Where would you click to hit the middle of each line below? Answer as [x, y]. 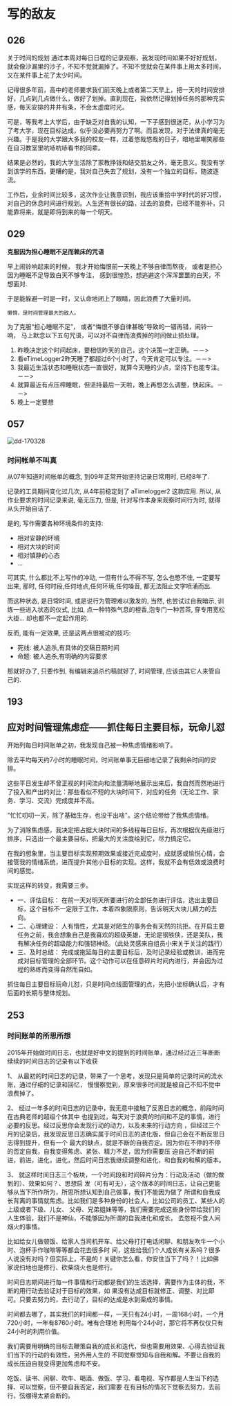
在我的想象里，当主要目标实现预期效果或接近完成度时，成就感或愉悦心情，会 [116, 854]
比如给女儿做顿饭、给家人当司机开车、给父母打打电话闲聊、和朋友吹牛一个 [113, 1241]
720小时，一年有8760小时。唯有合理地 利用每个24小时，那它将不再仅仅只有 [115, 1322]
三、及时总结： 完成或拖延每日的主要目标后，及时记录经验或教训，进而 [118, 952]
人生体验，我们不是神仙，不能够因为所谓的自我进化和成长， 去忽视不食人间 [114, 1218]
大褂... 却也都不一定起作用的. [48, 618]
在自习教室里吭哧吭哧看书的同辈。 [56, 148]
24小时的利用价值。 [35, 1331]
